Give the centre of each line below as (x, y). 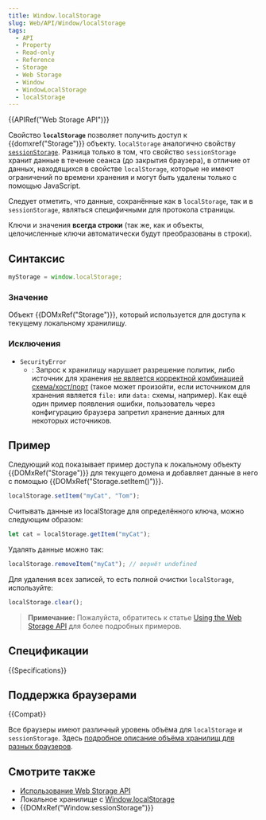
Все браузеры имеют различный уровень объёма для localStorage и (125, 730)
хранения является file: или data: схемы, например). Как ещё (139, 395)
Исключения (35, 344)
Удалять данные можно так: (56, 549)
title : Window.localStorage (55, 16)
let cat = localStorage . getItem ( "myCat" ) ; (79, 534)
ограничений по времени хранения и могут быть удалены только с (123, 178)
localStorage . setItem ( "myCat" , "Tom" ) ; (74, 496)
